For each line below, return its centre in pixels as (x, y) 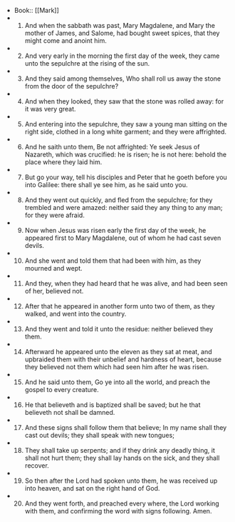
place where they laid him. (63, 162)
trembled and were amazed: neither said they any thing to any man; (124, 207)
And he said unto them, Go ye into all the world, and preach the (117, 382)
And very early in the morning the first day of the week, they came (122, 56)
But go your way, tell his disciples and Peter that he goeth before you (126, 177)
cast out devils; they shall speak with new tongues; (99, 435)
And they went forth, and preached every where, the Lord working (122, 503)
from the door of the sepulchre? (72, 86)
